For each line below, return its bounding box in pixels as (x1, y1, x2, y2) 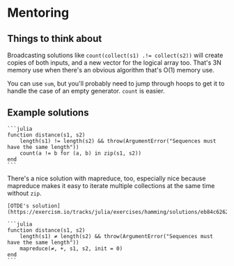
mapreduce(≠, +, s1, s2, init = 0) (19, 245, 123, 252)
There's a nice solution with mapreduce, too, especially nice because (7, 174, 206, 182)
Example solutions (7, 107, 89, 119)
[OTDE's (7, 202, 30, 210)
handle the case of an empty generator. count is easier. (7, 87, 165, 95)
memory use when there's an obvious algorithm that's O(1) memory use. (7, 66, 214, 74)
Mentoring (7, 5, 70, 21)
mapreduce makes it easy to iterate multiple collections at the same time (7, 181, 215, 189)
